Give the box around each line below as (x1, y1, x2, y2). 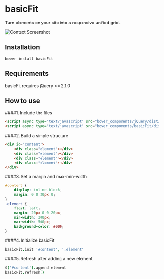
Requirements (5, 70, 49, 78)
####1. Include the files (5, 110, 52, 116)
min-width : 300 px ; (14, 215, 51, 220)
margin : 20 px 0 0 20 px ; (14, 210, 62, 215)
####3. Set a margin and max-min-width (5, 174, 87, 180)
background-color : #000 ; (14, 224, 64, 229)
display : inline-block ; (14, 187, 62, 193)
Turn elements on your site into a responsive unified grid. (5, 20, 120, 25)
